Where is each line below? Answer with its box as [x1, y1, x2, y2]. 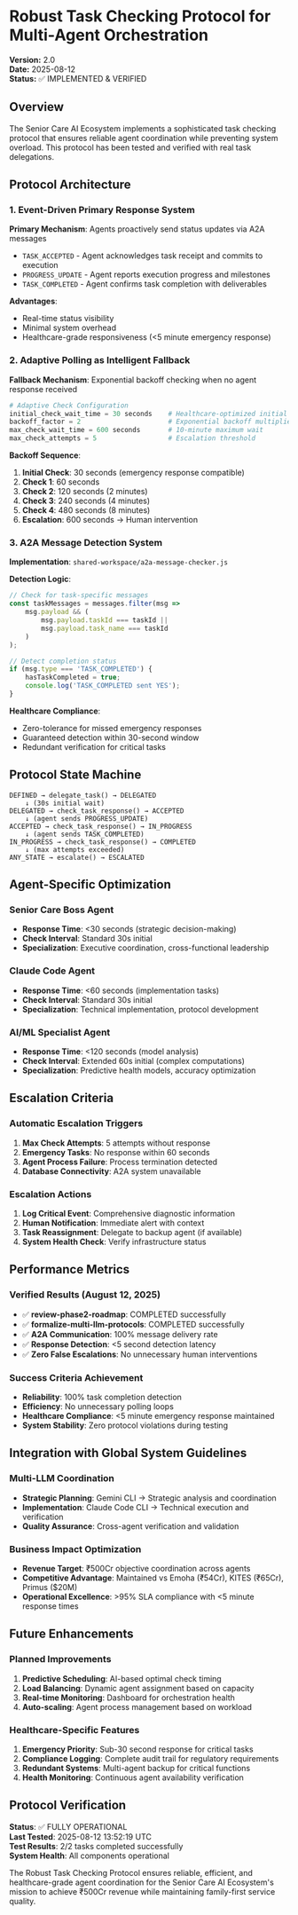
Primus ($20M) [21, 1581, 78, 1592]
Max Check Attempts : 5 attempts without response [21, 1138, 211, 1148]
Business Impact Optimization [9, 1542, 142, 1555]
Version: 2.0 [9, 54, 56, 65]
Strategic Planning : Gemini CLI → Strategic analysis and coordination [21, 1493, 277, 1503]
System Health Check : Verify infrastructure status [21, 1236, 207, 1247]
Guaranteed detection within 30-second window [21, 732, 200, 743]
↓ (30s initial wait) [25, 799, 105, 808]
